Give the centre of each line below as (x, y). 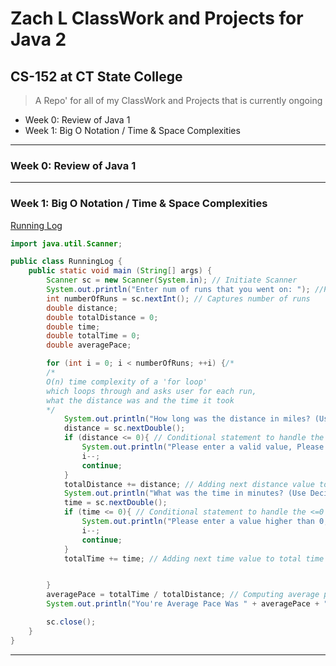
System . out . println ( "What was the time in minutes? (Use (185, 493)
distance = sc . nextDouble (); (124, 428)
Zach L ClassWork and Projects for (157, 18)
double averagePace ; (89, 345)
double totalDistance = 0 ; (102, 317)
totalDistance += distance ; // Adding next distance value (189, 484)
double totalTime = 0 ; (93, 336)
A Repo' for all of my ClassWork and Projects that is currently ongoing (178, 100)
